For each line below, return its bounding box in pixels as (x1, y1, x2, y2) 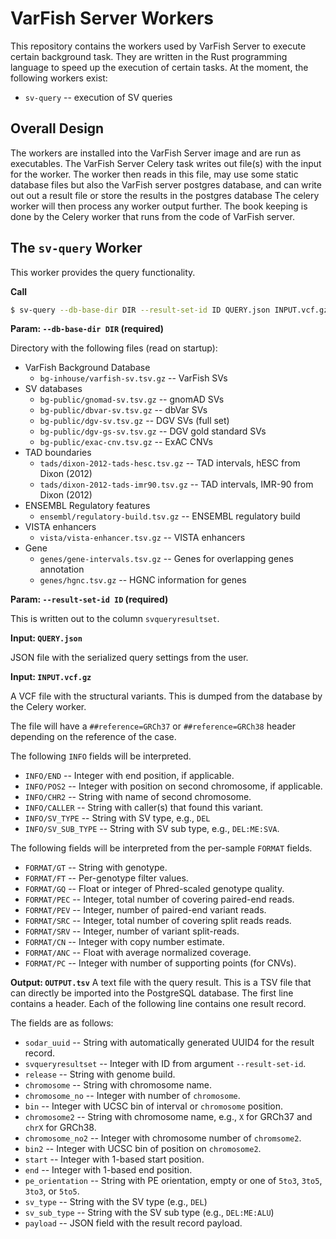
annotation (39, 563, 85, 576)
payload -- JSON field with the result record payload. (24, 1217, 243, 1229)
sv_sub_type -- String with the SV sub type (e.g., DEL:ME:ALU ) (24, 1207, 275, 1219)
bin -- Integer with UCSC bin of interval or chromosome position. (24, 1100, 284, 1112)
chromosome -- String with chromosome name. (24, 1079, 213, 1091)
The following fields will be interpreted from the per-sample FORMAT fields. (10, 842, 313, 854)
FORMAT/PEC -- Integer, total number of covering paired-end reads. (24, 893, 295, 906)
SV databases (24, 383, 83, 395)
